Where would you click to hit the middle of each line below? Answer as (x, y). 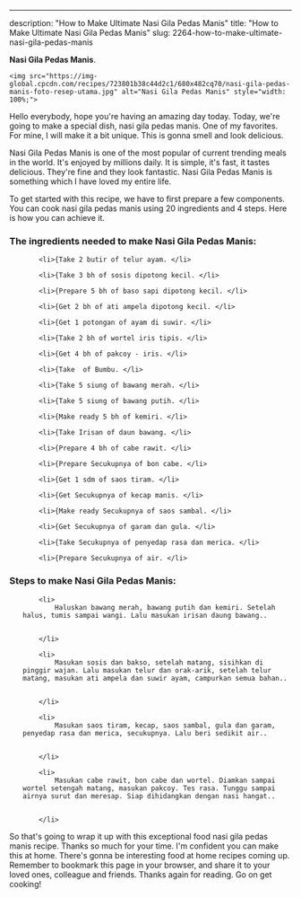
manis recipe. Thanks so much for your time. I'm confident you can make (144, 846)
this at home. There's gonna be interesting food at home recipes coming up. (150, 855)
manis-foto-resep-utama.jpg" (64, 92)
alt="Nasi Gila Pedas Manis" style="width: (204, 92)
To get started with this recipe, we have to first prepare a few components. (147, 199)
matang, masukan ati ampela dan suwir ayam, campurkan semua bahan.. (155, 678)
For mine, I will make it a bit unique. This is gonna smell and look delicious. (146, 135)
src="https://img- (64, 76)
